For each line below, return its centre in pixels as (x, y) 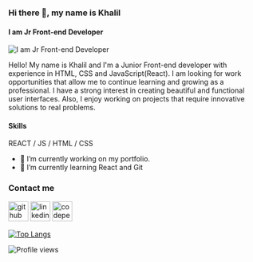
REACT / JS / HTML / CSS (51, 144)
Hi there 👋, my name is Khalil (65, 13)
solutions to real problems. (52, 108)
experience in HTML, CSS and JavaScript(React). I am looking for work (125, 73)
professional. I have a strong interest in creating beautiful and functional (126, 90)
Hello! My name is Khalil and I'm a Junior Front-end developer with (118, 65)
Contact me (32, 189)
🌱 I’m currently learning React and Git (81, 168)
